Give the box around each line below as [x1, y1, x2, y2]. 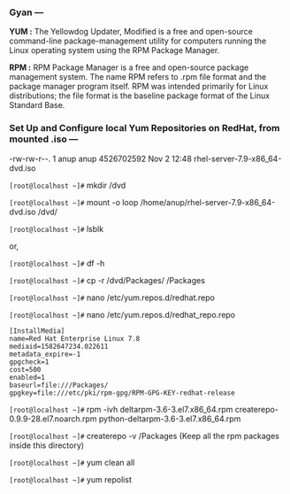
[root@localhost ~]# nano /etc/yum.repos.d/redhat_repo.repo [9, 309, 236, 320]
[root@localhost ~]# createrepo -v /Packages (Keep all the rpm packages [9, 430, 280, 441]
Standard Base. [9, 100, 65, 111]
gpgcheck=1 [9, 357, 50, 367]
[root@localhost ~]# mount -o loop [9, 197, 139, 207]
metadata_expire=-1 [9, 350, 81, 359]
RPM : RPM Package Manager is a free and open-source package [9, 62, 249, 73]
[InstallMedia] [9, 326, 65, 336]
